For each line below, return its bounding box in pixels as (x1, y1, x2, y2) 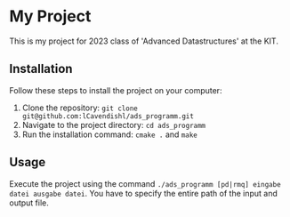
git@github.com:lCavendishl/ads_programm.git (21, 111, 194, 121)
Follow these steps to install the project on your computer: (9, 84, 222, 95)
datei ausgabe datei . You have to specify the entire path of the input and (9, 188, 278, 198)
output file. (9, 197, 49, 208)
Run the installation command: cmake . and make (21, 129, 197, 140)
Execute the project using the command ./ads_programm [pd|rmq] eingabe (9, 178, 282, 189)
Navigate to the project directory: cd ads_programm (21, 119, 206, 130)
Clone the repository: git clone (21, 102, 138, 113)
